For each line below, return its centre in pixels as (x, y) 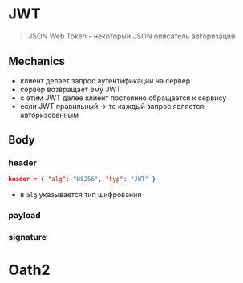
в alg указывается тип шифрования (81, 195)
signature (27, 237)
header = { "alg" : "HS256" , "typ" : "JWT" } (82, 180)
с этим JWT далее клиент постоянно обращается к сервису (123, 98)
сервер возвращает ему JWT (71, 89)
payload (25, 216)
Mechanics (37, 61)
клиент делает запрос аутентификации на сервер (105, 80)
